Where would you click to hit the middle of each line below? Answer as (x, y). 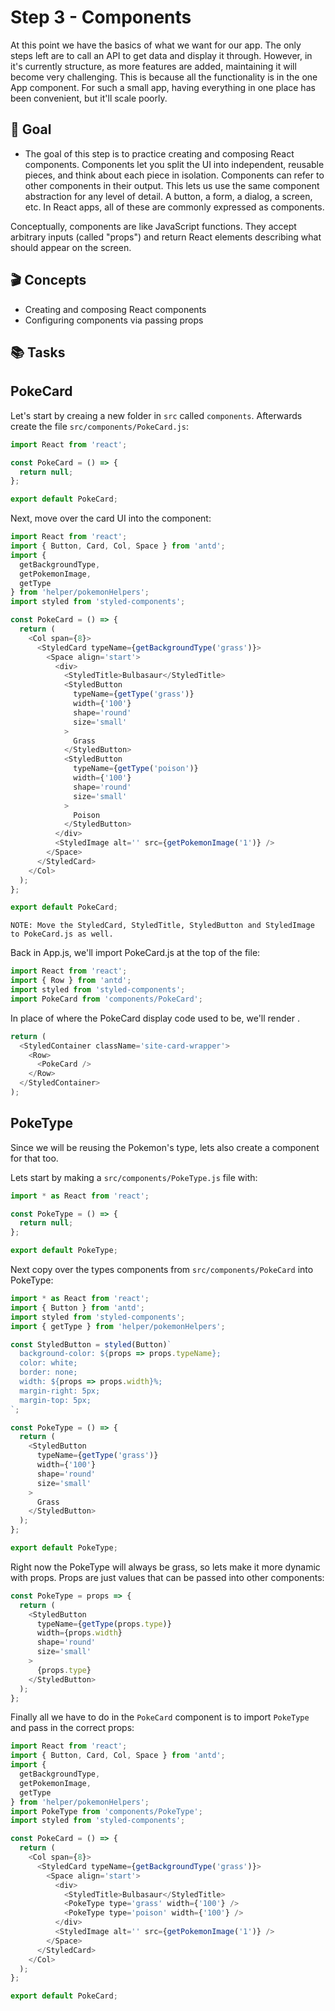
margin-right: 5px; (60, 1391)
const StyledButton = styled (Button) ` (91, 1344)
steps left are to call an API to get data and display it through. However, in (161, 55)
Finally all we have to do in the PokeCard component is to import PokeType (160, 1717)
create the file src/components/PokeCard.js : (99, 426)
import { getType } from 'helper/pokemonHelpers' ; (118, 1326)
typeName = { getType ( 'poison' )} (136, 769)
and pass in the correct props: (72, 1728)
